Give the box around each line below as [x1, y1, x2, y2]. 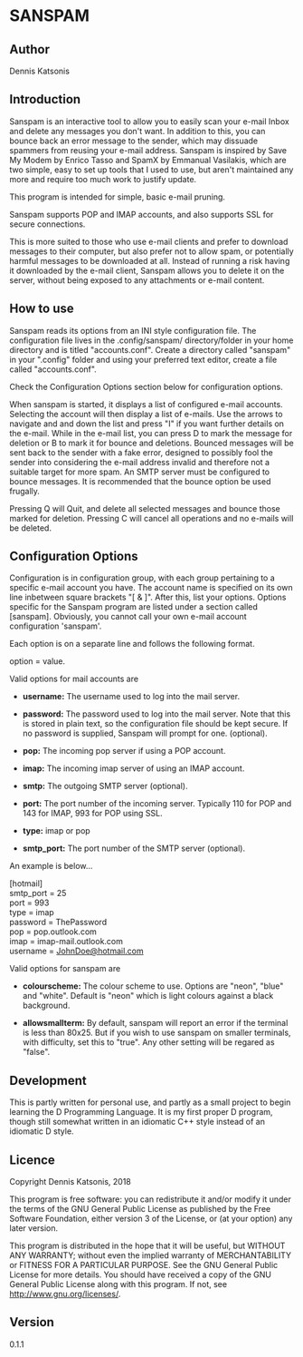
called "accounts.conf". [9, 364, 97, 375]
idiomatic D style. [9, 1126, 74, 1137]
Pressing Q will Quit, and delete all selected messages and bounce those [9, 503, 280, 513]
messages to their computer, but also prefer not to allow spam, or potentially [9, 246, 294, 257]
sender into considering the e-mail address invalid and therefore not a [9, 456, 270, 467]
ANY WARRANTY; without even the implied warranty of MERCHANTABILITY [9, 1250, 292, 1261]
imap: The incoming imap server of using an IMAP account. [22, 763, 245, 774]
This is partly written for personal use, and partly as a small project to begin [9, 1097, 291, 1108]
